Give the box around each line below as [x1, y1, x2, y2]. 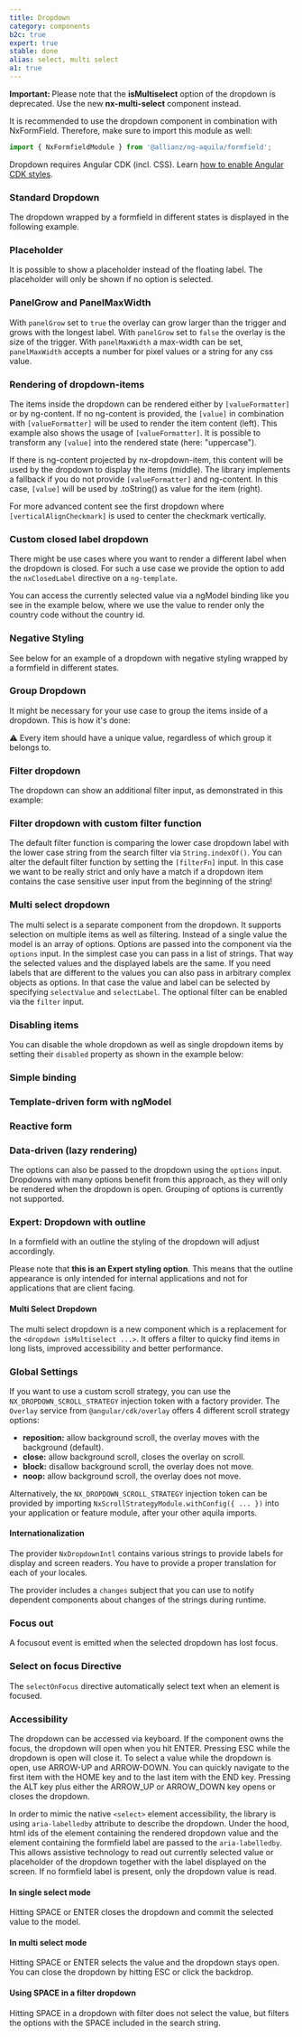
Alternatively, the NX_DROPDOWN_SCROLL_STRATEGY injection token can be [9, 1488, 268, 1498]
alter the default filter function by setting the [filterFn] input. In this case [9, 857, 284, 868]
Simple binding [9, 1071, 77, 1084]
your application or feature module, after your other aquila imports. [9, 1507, 258, 1518]
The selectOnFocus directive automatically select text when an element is [9, 1680, 280, 1691]
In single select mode [9, 1886, 92, 1898]
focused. [9, 1690, 42, 1701]
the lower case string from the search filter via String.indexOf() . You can [9, 847, 282, 859]
